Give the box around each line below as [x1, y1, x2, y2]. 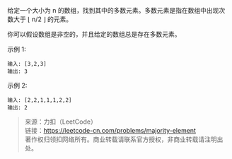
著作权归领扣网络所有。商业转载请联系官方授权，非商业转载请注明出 [24, 135, 224, 143]
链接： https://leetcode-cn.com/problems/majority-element [24, 126, 197, 134]
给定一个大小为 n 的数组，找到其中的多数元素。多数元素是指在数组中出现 [7, 6, 219, 14]
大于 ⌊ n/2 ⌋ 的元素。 [13, 15, 73, 23]
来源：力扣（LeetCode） [24, 117, 97, 126]
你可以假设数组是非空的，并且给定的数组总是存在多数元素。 [7, 30, 181, 38]
